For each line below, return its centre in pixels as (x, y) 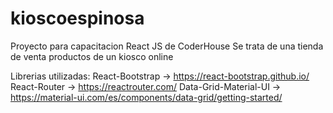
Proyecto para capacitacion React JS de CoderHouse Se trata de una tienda (167, 46)
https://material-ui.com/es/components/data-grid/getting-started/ (146, 97)
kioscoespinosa (77, 18)
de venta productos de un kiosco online (92, 56)
